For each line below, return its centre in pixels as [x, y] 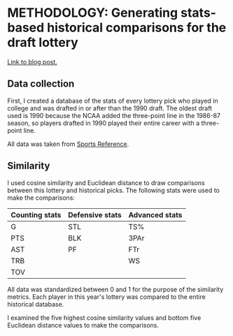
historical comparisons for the [136, 28]
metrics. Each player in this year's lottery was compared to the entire [107, 297]
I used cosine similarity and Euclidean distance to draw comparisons [106, 182]
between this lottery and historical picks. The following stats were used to [114, 190]
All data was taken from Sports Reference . [68, 144]
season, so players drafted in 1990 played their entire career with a [104, 123]
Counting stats [36, 214]
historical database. [36, 304]
